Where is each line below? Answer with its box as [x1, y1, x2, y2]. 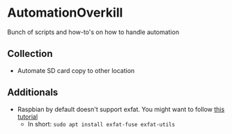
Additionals [7, 87, 59, 99]
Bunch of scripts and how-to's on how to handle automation [7, 28, 180, 36]
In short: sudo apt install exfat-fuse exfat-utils [27, 119, 176, 128]
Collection [7, 48, 53, 60]
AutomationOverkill [7, 5, 123, 21]
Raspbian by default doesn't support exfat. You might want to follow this [17, 105, 225, 113]
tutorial [17, 112, 38, 121]
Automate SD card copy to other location [17, 66, 135, 74]
